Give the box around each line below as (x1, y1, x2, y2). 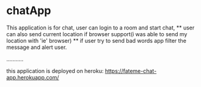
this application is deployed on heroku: (6, 67, 104, 74)
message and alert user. (6, 43, 67, 51)
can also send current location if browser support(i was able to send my (6, 30, 188, 37)
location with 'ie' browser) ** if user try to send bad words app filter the (6, 37, 186, 44)
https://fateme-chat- (104, 67, 157, 74)
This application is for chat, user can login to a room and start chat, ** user (6, 24, 195, 31)
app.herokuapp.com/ (6, 74, 59, 81)
